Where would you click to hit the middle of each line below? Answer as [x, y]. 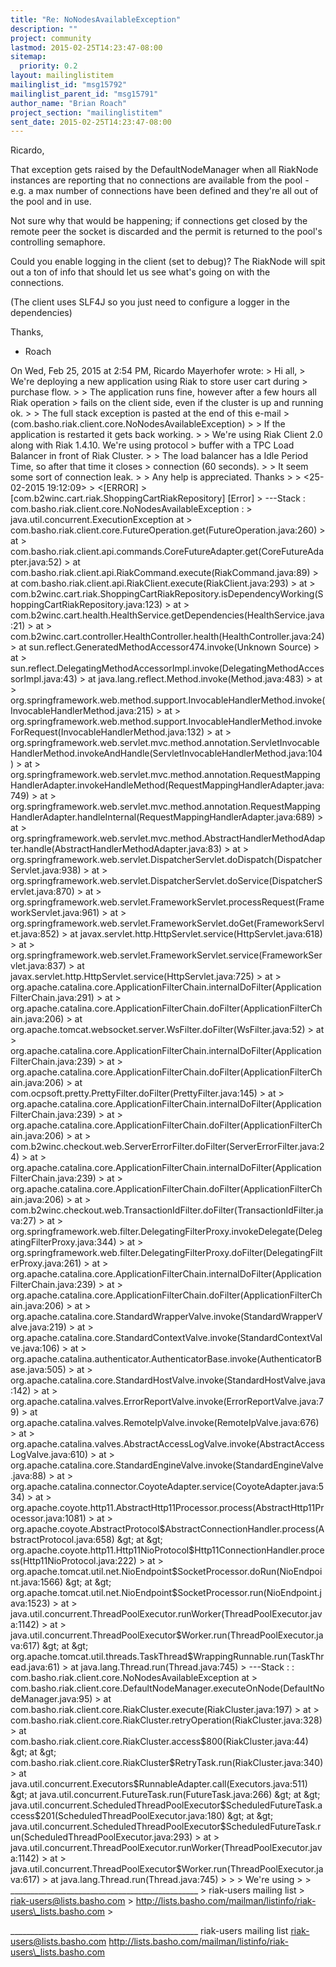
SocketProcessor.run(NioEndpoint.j [249, 1593]
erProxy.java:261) [46, 1263]
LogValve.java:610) [49, 1455]
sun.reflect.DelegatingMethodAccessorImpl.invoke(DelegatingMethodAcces [167, 668]
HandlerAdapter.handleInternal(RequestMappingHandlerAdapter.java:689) [163, 817]
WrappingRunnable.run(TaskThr [259, 1657]
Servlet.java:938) [46, 870]
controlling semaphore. [58, 242]
